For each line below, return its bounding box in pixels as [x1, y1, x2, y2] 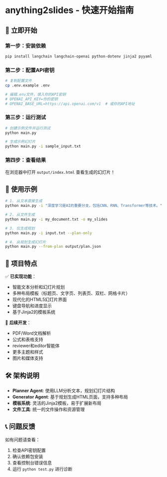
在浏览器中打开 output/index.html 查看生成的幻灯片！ [5, 169, 115, 175]
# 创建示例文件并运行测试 [5, 125, 51, 130]
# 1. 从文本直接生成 [5, 198, 43, 204]
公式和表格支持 [12, 337, 43, 343]
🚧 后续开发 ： [5, 320, 31, 326]
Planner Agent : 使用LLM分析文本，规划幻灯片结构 [12, 388, 115, 394]
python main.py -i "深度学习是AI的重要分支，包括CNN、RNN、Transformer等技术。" [5, 203, 163, 208]
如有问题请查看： [5, 437, 40, 443]
